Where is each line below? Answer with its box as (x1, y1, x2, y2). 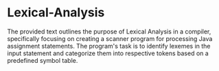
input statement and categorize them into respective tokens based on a (7, 49, 209, 57)
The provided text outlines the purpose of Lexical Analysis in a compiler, (7, 27, 211, 35)
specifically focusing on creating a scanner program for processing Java (7, 34, 213, 42)
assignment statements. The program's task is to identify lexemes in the (7, 42, 211, 50)
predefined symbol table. (7, 56, 78, 64)
